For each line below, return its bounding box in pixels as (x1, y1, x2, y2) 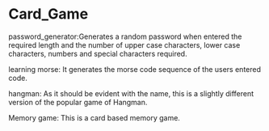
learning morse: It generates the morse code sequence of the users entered (8, 64, 261, 74)
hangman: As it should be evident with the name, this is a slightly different (8, 88, 254, 98)
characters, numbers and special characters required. (8, 49, 187, 58)
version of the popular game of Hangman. (8, 97, 148, 107)
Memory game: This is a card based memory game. (8, 112, 180, 122)
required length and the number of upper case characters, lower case (8, 40, 241, 49)
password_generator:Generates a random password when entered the (8, 32, 242, 41)
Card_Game (8, 5, 89, 23)
